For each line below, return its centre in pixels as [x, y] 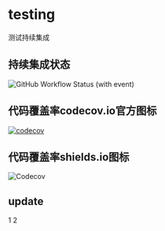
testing [32, 15]
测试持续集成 [29, 37]
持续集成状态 [39, 65]
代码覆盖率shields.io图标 [69, 156]
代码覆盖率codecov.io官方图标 [82, 111]
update [26, 201]
